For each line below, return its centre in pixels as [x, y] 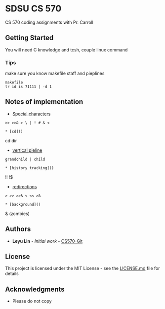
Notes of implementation [44, 102]
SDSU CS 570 [33, 9]
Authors [18, 229]
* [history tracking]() [30, 168]
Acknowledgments [35, 289]
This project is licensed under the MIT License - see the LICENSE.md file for [82, 268]
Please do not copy [32, 301]
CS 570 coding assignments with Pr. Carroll [49, 22]
